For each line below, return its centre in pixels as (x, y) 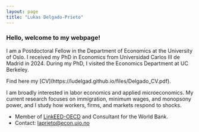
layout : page (22, 12)
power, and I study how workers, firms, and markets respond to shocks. (94, 105)
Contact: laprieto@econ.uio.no (52, 123)
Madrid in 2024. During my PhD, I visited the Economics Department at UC (97, 63)
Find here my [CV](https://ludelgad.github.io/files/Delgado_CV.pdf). (89, 81)
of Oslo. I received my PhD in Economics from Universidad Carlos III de (93, 57)
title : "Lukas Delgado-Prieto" (45, 17)
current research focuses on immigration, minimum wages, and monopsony (99, 99)
